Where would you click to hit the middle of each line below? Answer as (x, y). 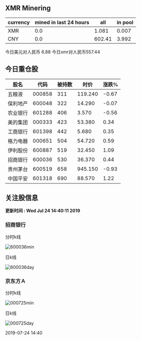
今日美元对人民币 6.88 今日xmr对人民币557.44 (53, 51)
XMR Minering (28, 8)
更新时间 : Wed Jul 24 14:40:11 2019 (43, 211)
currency (19, 22)
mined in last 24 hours (62, 22)
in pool (125, 22)
